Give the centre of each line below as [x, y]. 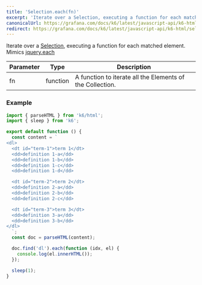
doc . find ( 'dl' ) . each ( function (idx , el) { [66, 249]
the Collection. [95, 85]
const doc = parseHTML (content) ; [54, 238]
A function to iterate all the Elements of [130, 77]
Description [134, 67]
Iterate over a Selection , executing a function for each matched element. [96, 46]
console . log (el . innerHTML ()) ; [55, 254]
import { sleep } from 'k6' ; [43, 121]
